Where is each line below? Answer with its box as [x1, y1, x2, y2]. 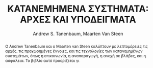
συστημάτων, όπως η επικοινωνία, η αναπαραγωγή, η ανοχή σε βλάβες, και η [5, 53, 146, 58]
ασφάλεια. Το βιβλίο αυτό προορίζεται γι [5, 58, 80, 63]
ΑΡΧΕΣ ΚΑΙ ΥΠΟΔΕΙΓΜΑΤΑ [20, 14, 136, 25]
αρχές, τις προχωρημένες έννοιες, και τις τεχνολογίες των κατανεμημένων [5, 48, 143, 54]
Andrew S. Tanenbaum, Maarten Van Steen [33, 30, 123, 37]
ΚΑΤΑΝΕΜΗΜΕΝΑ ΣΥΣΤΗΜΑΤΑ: [7, 3, 149, 15]
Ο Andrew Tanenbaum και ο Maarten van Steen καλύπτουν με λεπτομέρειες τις [5, 44, 148, 49]
